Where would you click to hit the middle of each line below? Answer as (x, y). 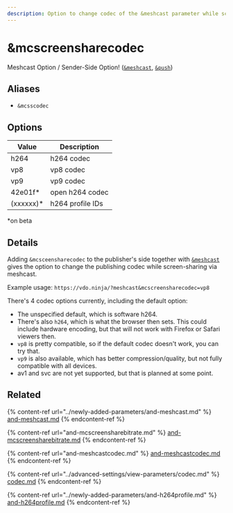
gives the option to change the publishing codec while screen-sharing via (112, 267)
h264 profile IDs (77, 204)
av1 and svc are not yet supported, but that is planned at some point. (115, 373)
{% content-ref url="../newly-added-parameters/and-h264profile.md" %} (112, 495)
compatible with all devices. (57, 366)
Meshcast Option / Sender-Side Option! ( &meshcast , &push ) (90, 67)
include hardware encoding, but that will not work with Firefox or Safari (119, 329)
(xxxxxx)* (27, 204)
